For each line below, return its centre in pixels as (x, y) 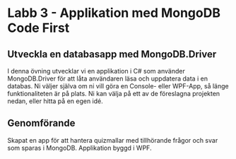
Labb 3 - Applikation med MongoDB (114, 13)
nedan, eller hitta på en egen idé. (55, 101)
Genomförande (41, 123)
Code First (39, 28)
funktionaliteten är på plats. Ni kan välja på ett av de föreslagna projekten (114, 94)
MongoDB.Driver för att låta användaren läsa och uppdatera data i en (108, 78)
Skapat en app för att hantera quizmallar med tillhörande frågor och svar (113, 140)
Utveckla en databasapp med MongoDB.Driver (112, 54)
